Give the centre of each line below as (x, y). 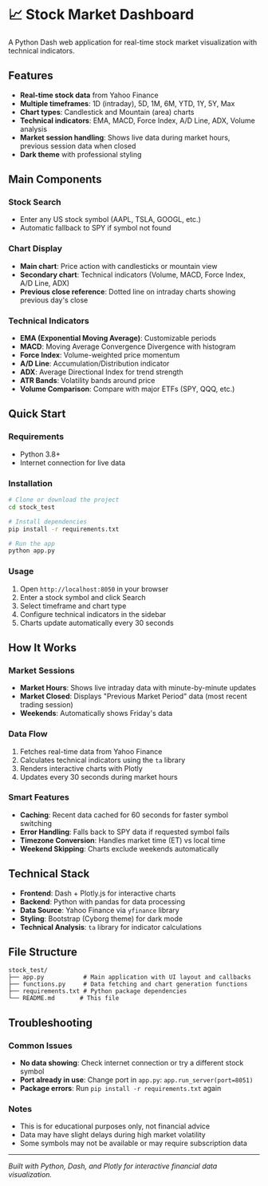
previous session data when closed (78, 146)
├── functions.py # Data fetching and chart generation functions (128, 984)
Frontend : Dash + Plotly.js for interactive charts (98, 893)
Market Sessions (41, 670)
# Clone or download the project (64, 500)
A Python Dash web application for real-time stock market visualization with (133, 42)
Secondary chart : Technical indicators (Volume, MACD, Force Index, (132, 275)
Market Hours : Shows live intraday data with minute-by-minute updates (138, 688)
